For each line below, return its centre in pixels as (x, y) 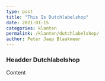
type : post (20, 12)
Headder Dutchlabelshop (43, 60)
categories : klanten (32, 28)
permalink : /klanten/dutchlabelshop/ (53, 34)
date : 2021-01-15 (28, 22)
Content (16, 73)
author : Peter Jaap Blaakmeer (44, 39)
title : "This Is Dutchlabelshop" (47, 17)
